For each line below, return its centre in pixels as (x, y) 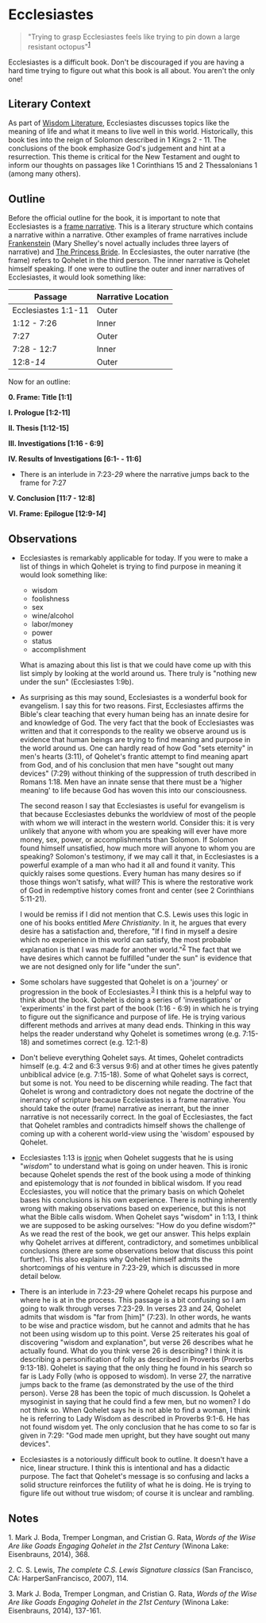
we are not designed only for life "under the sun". (100, 966)
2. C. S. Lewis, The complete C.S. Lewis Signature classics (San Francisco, (131, 1570)
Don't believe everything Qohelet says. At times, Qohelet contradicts (131, 1058)
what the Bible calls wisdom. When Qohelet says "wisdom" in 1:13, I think (139, 1217)
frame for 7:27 (43, 483)
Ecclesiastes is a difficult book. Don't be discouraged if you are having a (126, 62)
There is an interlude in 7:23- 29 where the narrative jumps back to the (135, 475)
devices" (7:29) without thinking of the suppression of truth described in (138, 773)
